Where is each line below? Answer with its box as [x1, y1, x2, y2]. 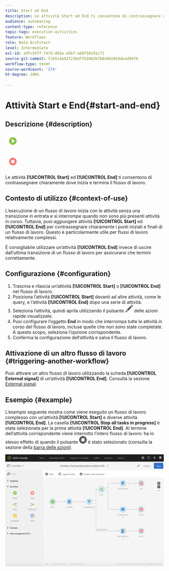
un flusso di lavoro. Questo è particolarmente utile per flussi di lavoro [5, 229, 148, 235]
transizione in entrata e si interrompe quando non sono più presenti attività [5, 213, 160, 219]
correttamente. [5, 255, 36, 261]
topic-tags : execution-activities [5, 29, 78, 35]
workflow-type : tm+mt [5, 61, 51, 67]
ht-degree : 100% [5, 72, 39, 77]
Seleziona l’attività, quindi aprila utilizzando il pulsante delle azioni [12, 307, 158, 314]
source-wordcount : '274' [5, 67, 57, 72]
